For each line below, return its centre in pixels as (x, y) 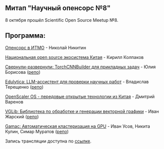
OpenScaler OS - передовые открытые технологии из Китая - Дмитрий (80, 97)
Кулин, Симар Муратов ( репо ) (37, 131)
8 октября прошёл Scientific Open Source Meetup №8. (62, 20)
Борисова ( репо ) (23, 72)
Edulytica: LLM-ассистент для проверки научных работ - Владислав (77, 82)
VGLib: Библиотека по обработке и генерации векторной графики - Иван (82, 111)
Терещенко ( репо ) (24, 87)
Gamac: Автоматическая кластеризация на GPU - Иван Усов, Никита (78, 126)
